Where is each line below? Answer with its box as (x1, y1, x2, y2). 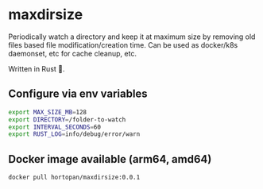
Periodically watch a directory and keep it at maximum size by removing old (8, 32, 256, 41)
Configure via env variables (8, 87, 149, 101)
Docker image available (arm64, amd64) (8, 152, 212, 166)
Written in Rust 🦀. (8, 64, 65, 73)
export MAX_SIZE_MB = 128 (8, 108, 87, 116)
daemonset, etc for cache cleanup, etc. (8, 48, 137, 58)
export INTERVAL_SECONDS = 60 (8, 123, 102, 131)
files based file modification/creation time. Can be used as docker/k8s (8, 40, 238, 49)
